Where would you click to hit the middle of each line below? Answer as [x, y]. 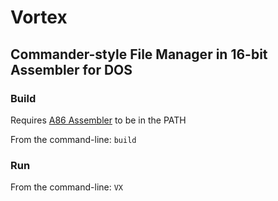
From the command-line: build [73, 139]
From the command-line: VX [67, 187]
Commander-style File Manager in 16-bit [139, 54]
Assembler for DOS [71, 69]
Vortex [39, 17]
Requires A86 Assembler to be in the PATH [98, 120]
